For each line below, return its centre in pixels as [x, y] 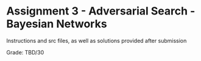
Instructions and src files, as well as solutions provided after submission [97, 40]
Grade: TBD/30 [25, 52]
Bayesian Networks [57, 24]
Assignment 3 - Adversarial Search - [101, 11]
